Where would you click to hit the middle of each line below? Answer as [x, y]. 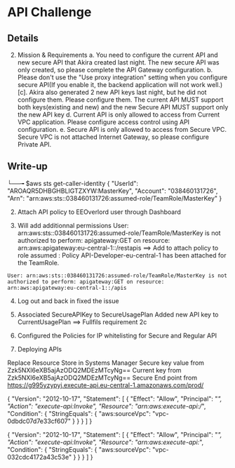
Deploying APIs [39, 349]
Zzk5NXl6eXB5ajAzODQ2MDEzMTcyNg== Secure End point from [102, 377]
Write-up [27, 167]
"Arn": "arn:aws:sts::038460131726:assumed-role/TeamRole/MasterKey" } [115, 198]
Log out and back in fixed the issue [68, 301]
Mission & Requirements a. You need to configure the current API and [118, 55]
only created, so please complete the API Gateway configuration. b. [115, 70]
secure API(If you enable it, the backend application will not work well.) [120, 85]
